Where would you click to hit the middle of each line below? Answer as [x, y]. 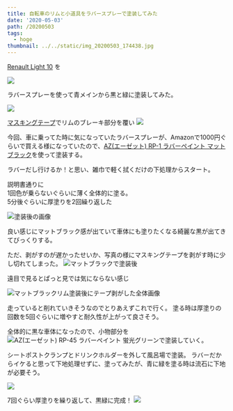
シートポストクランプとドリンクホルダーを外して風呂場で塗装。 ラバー [109, 355]
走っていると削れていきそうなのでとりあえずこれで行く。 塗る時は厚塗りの [114, 308]
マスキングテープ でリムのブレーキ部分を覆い [71, 122]
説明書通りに [25, 184]
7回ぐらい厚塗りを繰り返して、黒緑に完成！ [70, 400]
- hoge [23, 40]
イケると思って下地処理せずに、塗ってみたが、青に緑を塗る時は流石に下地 [119, 364]
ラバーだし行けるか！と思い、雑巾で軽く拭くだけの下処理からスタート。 [111, 169]
